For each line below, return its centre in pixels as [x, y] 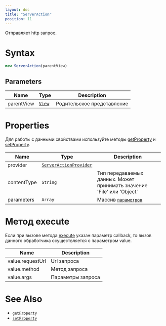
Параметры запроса [76, 277]
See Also [24, 299]
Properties [27, 126]
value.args [20, 277]
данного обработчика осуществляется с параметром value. [68, 241]
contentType [22, 182]
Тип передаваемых [120, 173]
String [49, 182]
